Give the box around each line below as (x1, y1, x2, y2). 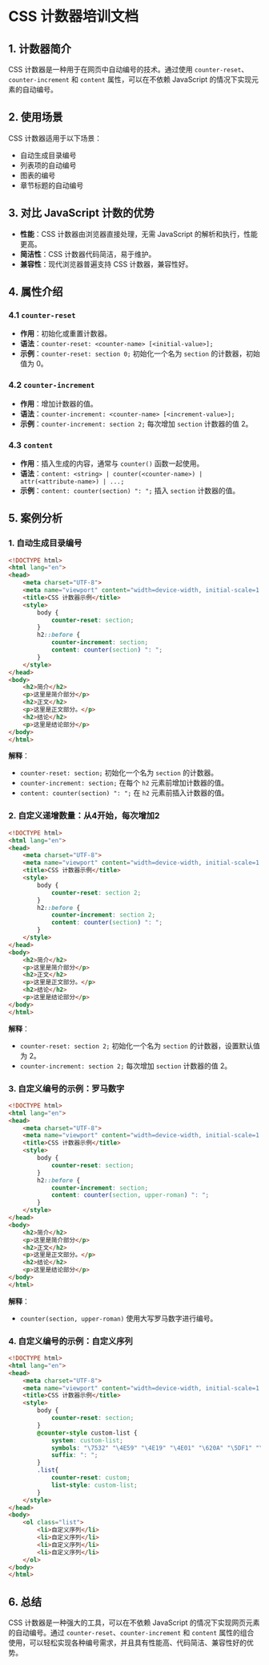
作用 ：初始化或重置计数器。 (19, 329, 112, 338)
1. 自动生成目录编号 (8, 537, 82, 549)
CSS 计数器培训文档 (8, 7, 139, 26)
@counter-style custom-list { (37, 1429, 138, 1437)
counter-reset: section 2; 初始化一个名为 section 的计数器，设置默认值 (19, 1041, 260, 1051)
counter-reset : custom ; (50, 1474, 130, 1482)
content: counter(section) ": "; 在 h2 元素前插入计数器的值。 (19, 788, 229, 798)
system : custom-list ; (50, 1436, 124, 1444)
